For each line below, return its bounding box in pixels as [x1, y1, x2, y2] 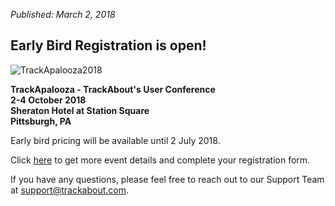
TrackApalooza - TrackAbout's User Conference [10, 83, 216, 95]
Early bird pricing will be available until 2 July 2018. [10, 134, 221, 146]
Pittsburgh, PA [10, 115, 72, 127]
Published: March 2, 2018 [10, 9, 116, 20]
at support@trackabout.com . [10, 184, 130, 196]
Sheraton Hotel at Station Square [10, 104, 150, 116]
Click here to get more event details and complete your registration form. [10, 154, 311, 166]
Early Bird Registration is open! [10, 37, 207, 54]
